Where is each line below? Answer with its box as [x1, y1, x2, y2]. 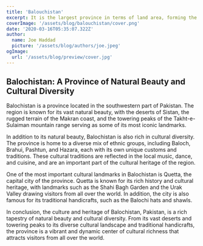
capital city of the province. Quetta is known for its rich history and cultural [6, 177, 193, 185]
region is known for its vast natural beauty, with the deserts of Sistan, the [6, 109, 190, 116]
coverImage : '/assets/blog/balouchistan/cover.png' [6, 20, 140, 26]
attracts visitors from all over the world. [6, 234, 105, 242]
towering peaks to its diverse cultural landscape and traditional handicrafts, [6, 221, 195, 228]
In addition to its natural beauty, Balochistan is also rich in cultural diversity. [6, 133, 195, 140]
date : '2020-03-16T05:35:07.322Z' [6, 26, 94, 32]
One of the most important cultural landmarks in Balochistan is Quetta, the [6, 171, 192, 178]
